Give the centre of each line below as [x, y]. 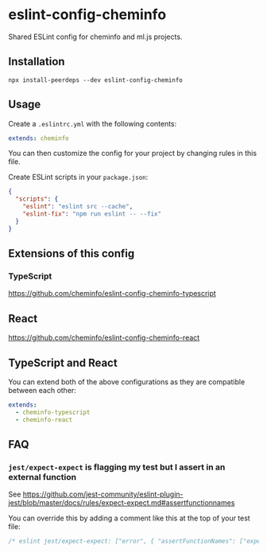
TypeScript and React [63, 362]
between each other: [43, 390]
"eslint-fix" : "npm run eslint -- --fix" [92, 214]
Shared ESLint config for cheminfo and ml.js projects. [95, 37]
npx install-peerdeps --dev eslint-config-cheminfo [95, 80]
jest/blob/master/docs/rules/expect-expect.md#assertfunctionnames [122, 503]
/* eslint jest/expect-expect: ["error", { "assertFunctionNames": [122, 541]
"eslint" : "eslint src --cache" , [78, 207]
